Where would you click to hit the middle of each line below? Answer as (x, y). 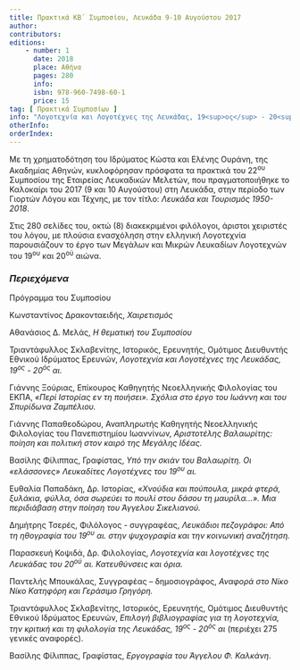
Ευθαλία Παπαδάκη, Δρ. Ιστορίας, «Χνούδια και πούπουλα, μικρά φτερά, (145, 489)
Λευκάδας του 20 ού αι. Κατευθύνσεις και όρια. (96, 564)
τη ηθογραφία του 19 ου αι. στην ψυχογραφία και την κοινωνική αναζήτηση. (150, 535)
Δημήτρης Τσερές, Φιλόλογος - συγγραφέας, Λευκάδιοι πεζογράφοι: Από (147, 524)
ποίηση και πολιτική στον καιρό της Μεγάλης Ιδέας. (106, 443)
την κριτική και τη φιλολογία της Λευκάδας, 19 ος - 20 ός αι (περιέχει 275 (143, 628)
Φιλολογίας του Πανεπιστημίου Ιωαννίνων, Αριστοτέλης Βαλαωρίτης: (141, 433)
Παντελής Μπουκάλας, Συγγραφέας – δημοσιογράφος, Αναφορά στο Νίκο (149, 582)
